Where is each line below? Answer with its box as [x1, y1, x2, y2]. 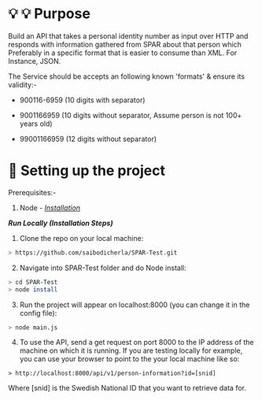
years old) [19, 119, 53, 128]
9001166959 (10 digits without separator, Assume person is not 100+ [19, 110, 242, 120]
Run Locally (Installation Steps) [8, 218, 113, 228]
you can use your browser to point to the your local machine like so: [19, 354, 240, 364]
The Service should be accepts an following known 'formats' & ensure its [8, 72, 245, 81]
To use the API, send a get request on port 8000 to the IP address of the [19, 338, 254, 347]
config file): [19, 308, 57, 317]
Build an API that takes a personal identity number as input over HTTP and [8, 31, 249, 40]
